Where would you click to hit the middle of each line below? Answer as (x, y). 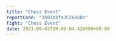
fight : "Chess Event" (34, 23)
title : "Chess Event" (34, 12)
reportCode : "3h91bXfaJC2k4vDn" (47, 17)
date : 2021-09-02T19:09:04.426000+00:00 (58, 29)
